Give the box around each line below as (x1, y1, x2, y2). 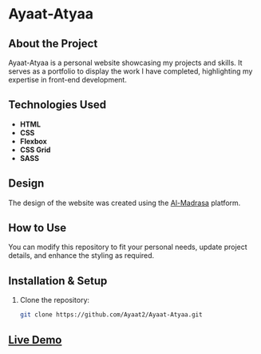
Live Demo (8, 333, 62, 347)
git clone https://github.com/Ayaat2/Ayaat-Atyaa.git (19, 311, 203, 319)
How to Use (8, 221, 67, 235)
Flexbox (19, 136, 48, 146)
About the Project (8, 37, 98, 50)
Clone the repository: (19, 296, 90, 305)
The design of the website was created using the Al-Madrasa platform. (8, 198, 241, 207)
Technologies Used (8, 98, 106, 112)
